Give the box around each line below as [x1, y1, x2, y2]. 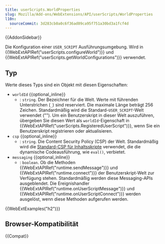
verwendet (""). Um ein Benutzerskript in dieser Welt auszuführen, [19, 112, 155, 118]
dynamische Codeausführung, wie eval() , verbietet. [19, 149, 126, 155]
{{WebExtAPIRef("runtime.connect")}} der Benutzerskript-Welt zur [19, 170, 155, 176]
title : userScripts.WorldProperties [5, 7, 80, 12]
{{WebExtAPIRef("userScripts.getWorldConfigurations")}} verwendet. [5, 55, 146, 61]
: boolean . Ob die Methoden [19, 160, 76, 166]
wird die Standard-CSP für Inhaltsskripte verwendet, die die [19, 144, 141, 150]
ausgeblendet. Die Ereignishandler [19, 180, 90, 186]
